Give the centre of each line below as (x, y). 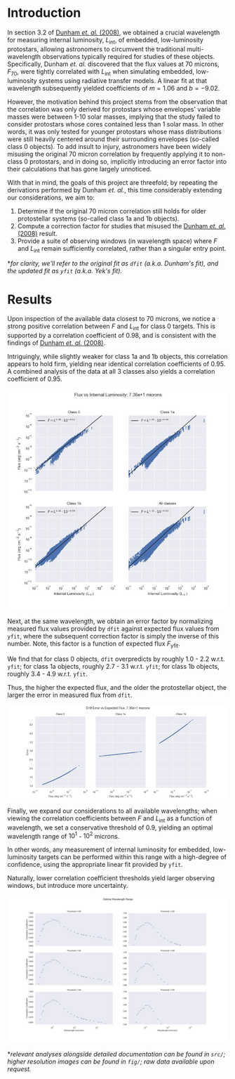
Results (30, 299)
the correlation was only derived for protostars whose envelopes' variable (114, 109)
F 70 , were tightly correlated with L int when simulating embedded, (101, 72)
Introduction (44, 13)
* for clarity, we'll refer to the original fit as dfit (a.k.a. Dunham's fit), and (113, 263)
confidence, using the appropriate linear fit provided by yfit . (95, 865)
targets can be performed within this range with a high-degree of (132, 857)
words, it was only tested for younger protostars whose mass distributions (115, 131)
